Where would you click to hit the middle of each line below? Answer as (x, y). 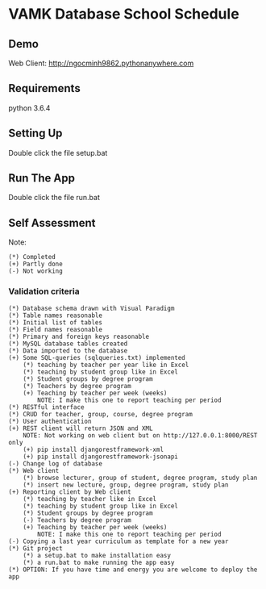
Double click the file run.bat (54, 198)
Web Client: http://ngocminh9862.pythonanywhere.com (101, 63)
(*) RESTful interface (46, 407)
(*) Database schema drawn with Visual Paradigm (91, 308)
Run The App (42, 178)
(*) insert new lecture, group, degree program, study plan (126, 485)
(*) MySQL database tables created (68, 344)
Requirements (44, 88)
